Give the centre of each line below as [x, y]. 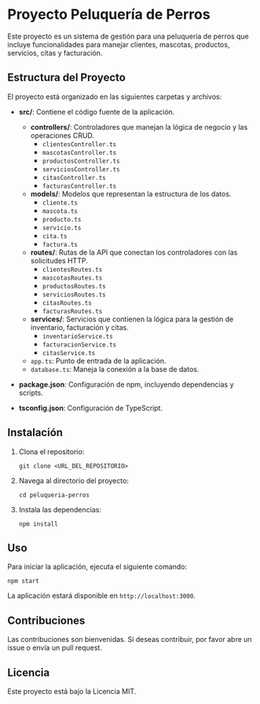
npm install [38, 524]
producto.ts [62, 219]
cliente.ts [60, 203]
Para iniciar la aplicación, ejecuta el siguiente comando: [97, 566]
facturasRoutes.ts [72, 311]
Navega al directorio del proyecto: [73, 480]
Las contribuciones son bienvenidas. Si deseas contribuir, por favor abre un [130, 640]
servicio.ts [62, 228]
